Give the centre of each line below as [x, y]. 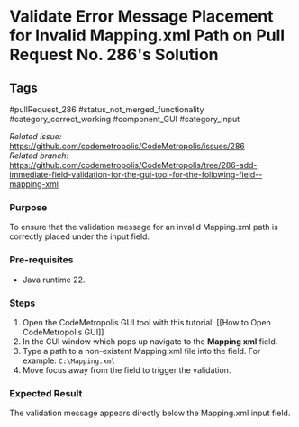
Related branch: [39, 156]
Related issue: [36, 136]
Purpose [28, 207]
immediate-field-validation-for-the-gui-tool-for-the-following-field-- [136, 174]
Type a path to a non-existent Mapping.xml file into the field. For [141, 351]
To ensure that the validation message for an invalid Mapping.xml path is [144, 227]
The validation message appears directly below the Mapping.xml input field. [150, 413]
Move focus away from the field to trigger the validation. [127, 369]
